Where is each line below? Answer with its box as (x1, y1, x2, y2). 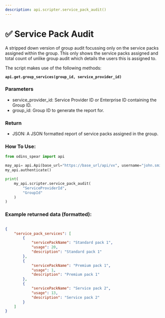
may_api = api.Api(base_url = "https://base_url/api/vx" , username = (5, 163, 141, 168)
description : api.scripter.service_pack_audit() (5, 7, 107, 12)
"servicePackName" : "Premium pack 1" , (31, 263, 111, 268)
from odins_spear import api (5, 154, 65, 159)
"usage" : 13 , (31, 290, 58, 295)
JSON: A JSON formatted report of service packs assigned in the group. (12, 131, 159, 137)
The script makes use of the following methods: (5, 65, 102, 71)
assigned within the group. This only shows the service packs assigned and (5, 50, 159, 56)
